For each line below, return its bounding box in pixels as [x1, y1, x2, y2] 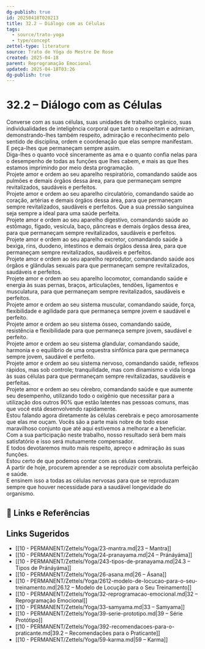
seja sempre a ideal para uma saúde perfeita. [6, 210, 121, 217]
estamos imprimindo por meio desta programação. [6, 164, 135, 172]
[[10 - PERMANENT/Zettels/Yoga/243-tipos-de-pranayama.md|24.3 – [15, 558, 191, 565]
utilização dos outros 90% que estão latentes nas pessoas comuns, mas [6, 399, 189, 406]
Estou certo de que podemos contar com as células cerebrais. [6, 458, 163, 465]
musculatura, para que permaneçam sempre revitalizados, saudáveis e [6, 288, 185, 295]
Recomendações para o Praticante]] [69, 629, 160, 637]
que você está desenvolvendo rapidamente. [6, 405, 117, 413]
